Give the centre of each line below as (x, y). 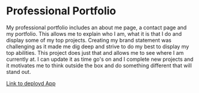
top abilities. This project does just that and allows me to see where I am (95, 52)
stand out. (19, 72)
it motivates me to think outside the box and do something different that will (99, 65)
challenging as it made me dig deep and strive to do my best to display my (98, 46)
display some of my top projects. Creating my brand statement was (89, 40)
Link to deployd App (31, 83)
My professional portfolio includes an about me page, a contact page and (97, 27)
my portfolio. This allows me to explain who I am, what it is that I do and (94, 33)
